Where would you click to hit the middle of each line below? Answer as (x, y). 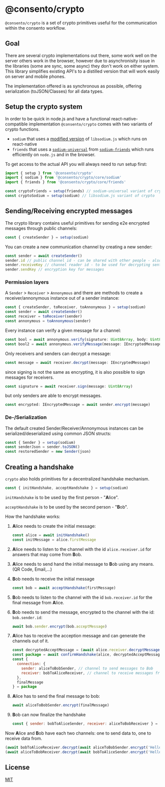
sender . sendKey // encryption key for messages (55, 270)
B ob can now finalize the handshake (49, 715)
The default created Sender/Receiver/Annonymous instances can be (74, 428)
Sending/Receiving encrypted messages (69, 211)
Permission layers (27, 282)
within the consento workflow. (36, 28)
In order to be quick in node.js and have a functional (58, 118)
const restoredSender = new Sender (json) (48, 452)
